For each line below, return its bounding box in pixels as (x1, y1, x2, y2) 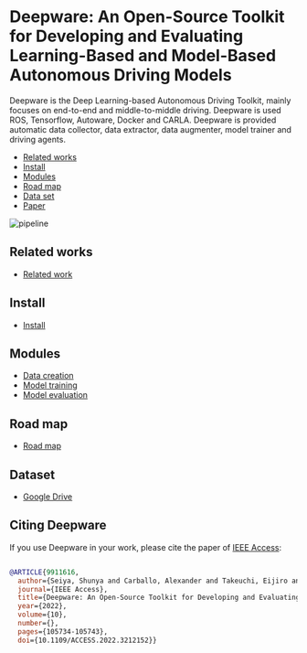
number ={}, (17, 619, 59, 628)
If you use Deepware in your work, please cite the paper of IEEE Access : (9, 541, 281, 552)
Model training (22, 380, 78, 391)
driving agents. (9, 134, 67, 145)
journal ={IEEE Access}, (17, 584, 108, 594)
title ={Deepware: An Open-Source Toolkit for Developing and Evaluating (17, 593, 301, 603)
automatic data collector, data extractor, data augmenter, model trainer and (9, 123, 292, 134)
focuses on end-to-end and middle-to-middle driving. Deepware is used (9, 104, 281, 115)
